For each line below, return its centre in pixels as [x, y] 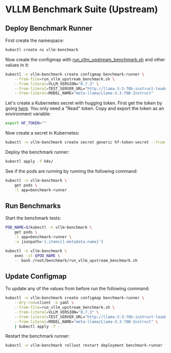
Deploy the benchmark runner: [37, 152]
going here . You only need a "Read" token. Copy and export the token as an [85, 109]
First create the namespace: [35, 40]
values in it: [17, 65]
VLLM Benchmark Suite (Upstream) [82, 9]
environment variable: [28, 114]
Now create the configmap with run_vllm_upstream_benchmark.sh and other [85, 59]
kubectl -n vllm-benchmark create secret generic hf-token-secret [77, 142]
